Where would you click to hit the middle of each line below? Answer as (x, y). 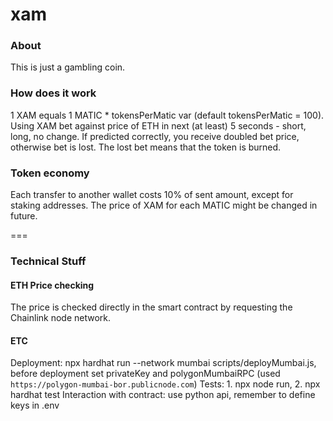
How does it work (53, 93)
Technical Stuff (48, 261)
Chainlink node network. (61, 318)
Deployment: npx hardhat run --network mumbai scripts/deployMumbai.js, (163, 363)
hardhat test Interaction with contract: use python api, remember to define (163, 395)
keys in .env (35, 405)
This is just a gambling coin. (68, 67)
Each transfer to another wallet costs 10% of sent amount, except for (152, 195)
